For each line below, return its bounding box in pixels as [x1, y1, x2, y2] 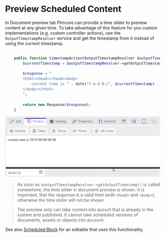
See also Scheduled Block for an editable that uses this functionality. [5, 226, 144, 232]
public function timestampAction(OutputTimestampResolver [14, 55, 135, 61]
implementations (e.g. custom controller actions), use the [5, 30, 121, 36]
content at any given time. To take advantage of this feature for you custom [5, 24, 158, 30]
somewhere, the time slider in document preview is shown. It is [17, 187, 145, 192]
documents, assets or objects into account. [17, 217, 105, 223]
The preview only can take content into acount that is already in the [17, 207, 154, 213]
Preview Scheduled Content [5, 3, 122, 15]
